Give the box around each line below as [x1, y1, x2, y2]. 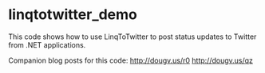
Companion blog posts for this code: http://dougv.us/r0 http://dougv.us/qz [8, 56, 254, 65]
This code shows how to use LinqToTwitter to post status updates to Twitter [8, 32, 257, 41]
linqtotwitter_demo [8, 6, 138, 24]
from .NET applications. [8, 40, 86, 49]
